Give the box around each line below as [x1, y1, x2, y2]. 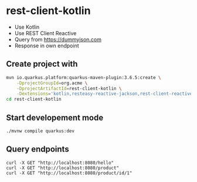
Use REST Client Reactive [14, 29, 77, 36]
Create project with [6, 59, 78, 69]
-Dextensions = [16, 91, 51, 97]
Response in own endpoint [14, 42, 79, 49]
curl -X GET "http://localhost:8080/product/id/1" [6, 170, 133, 176]
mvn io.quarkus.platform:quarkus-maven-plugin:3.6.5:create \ [6, 74, 161, 80]
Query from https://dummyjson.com [14, 36, 101, 43]
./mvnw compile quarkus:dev [6, 128, 75, 134]
